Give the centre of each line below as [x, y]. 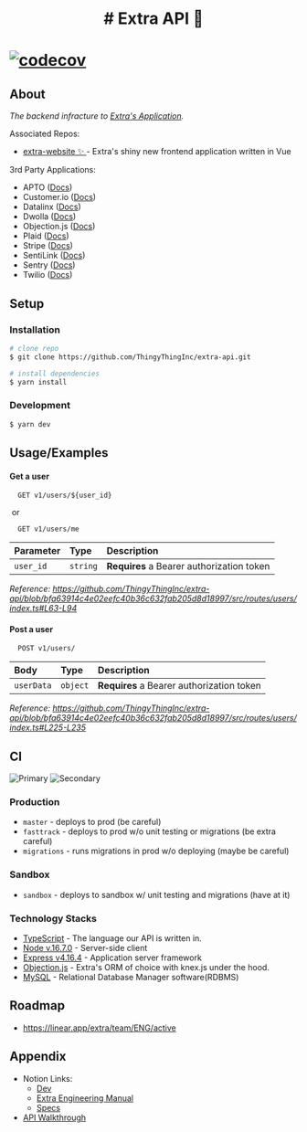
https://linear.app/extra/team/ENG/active [99, 1028]
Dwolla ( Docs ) [49, 217]
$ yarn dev [30, 424]
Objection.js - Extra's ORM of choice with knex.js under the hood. [146, 968]
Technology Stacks [53, 918]
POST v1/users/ [47, 649]
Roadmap [37, 1005]
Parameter [37, 551]
